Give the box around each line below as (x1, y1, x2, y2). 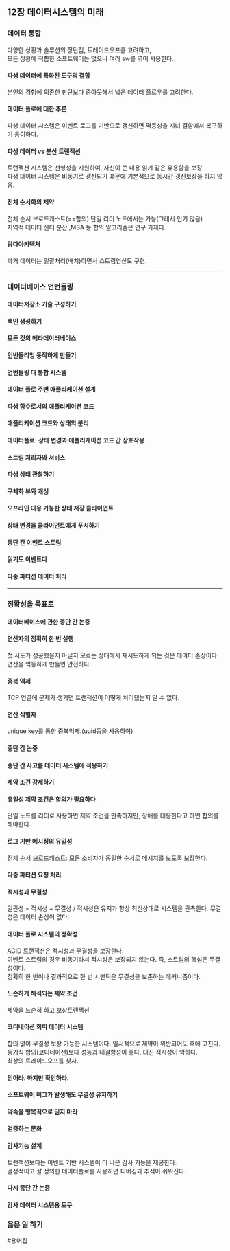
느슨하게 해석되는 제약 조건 (7, 989, 78, 998)
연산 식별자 (7, 710, 36, 719)
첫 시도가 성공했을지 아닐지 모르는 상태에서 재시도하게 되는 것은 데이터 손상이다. (7, 651, 219, 660)
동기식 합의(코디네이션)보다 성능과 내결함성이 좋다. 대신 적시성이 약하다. (7, 1048, 199, 1057)
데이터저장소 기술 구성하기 (7, 300, 77, 308)
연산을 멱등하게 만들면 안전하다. (7, 660, 92, 668)
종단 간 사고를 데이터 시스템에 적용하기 (7, 761, 108, 769)
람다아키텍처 (7, 240, 41, 249)
